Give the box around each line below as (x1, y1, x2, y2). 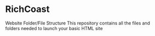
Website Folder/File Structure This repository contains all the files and (5, 20, 150, 26)
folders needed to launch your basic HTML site (5, 25, 103, 31)
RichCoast (5, 3, 50, 15)
